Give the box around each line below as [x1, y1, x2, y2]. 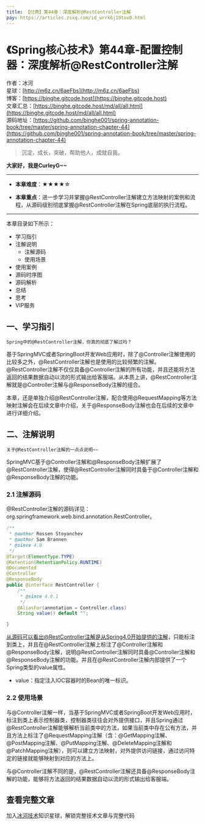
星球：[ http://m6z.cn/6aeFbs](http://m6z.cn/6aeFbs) [6, 87, 140, 95]
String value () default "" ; [17, 610, 88, 617]
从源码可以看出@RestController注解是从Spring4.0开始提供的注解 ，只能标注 [6, 633, 195, 640]
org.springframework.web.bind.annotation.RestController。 [6, 513, 156, 520]
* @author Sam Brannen [9, 537, 67, 543]
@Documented [6, 565, 37, 571]
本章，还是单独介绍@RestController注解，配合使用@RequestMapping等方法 [6, 394, 197, 402]
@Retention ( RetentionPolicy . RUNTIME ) [6, 559, 103, 565]
